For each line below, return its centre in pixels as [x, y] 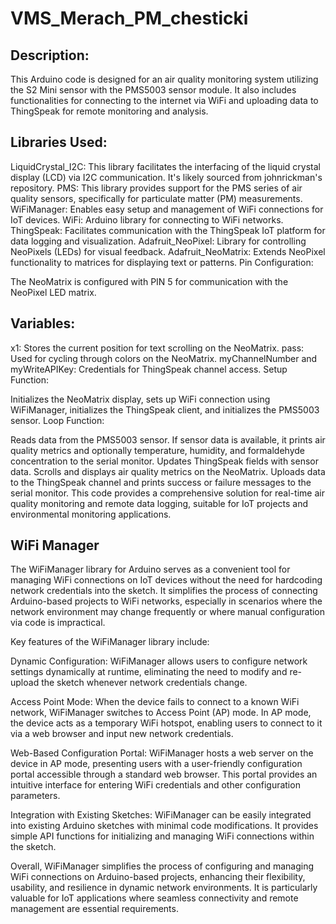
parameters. [35, 796]
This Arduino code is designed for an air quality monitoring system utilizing [164, 79]
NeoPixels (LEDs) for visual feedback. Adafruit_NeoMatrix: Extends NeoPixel [168, 251]
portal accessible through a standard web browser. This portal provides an [164, 774]
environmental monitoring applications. [91, 514]
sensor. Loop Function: [57, 420]
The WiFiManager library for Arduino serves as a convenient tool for [150, 569]
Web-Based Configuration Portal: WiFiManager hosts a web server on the [162, 753]
